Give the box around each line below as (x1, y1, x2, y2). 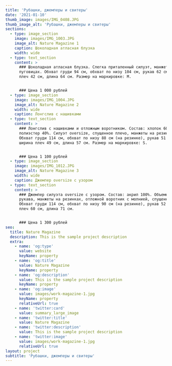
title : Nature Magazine (10, 229, 60, 234)
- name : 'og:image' (14, 287, 56, 292)
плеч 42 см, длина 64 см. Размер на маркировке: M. (18, 74, 132, 79)
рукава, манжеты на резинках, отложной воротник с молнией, (18, 197, 150, 202)
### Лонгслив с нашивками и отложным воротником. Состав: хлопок (18, 126, 161, 131)
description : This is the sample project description (10, 234, 127, 240)
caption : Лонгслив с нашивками (14, 112, 81, 117)
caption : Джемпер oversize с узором (14, 178, 93, 183)
